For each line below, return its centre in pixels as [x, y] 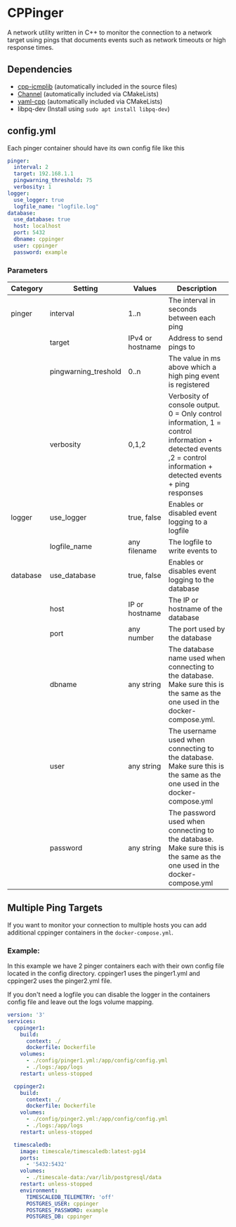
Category [27, 288]
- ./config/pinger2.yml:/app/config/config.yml [97, 1119]
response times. [31, 47]
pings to [182, 347]
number [141, 638]
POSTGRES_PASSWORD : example [67, 1210]
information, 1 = [195, 422]
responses [186, 492]
